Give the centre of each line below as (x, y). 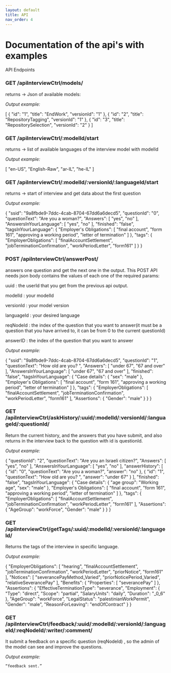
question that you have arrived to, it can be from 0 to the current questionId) (86, 331)
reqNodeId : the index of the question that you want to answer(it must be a (84, 325)
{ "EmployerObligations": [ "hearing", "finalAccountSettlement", (72, 566)
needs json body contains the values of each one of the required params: (82, 275)
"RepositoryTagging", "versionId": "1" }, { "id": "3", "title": (65, 119)
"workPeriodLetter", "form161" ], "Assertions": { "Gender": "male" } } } (79, 398)
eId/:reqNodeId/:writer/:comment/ (49, 631)
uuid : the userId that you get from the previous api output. (67, 285)
